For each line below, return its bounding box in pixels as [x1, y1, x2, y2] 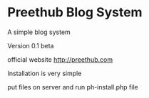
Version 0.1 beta [7, 41, 54, 50]
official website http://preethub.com [7, 55, 113, 64]
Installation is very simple [7, 69, 82, 77]
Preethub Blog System [7, 4, 143, 21]
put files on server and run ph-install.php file [7, 82, 138, 91]
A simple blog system [7, 28, 71, 36]
